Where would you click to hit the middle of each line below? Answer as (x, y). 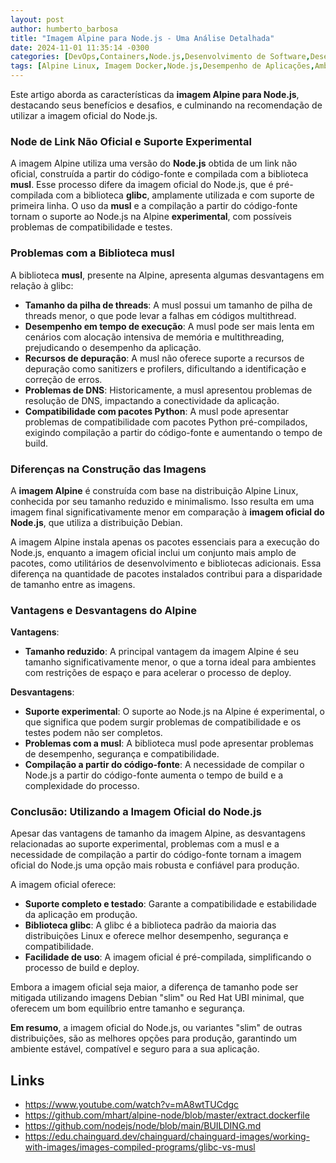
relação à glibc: (42, 285)
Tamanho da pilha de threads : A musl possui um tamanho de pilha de (168, 305)
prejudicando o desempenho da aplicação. (113, 347)
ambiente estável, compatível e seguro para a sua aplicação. (135, 1049)
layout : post (37, 19)
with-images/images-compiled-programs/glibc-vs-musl (140, 1147)
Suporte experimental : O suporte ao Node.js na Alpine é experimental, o (175, 712)
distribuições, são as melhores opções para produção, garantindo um (153, 1038)
